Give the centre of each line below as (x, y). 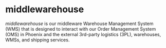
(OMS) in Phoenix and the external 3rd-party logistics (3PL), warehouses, (83, 34)
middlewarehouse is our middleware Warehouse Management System (79, 23)
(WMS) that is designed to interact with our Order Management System (81, 29)
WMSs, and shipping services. (38, 40)
